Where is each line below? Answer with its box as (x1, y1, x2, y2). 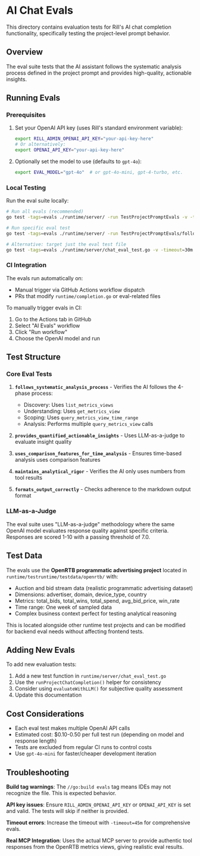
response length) (14, 737, 57, 744)
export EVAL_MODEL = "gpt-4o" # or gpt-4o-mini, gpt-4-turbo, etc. (14, 170, 183, 176)
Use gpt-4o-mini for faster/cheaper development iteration (14, 750, 157, 757)
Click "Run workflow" (14, 328, 67, 335)
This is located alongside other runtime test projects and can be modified (6, 621, 186, 628)
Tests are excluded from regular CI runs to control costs (14, 744, 152, 751)
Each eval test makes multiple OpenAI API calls (14, 725, 130, 732)
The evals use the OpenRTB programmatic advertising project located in (6, 566, 187, 573)
